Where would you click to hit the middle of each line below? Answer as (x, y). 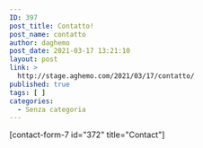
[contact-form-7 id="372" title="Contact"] (87, 135)
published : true (40, 84)
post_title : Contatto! (52, 26)
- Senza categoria (52, 109)
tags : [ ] (28, 92)
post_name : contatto (48, 34)
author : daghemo (40, 43)
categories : (31, 101)
